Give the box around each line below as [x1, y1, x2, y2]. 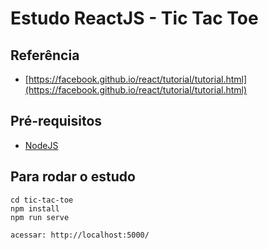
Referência [10, 47, 80, 64]
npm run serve [10, 212, 70, 222]
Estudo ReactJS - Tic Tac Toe [10, 7, 259, 30]
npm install [10, 203, 60, 214]
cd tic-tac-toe [10, 195, 74, 205]
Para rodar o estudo [10, 168, 136, 186]
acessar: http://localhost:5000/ [10, 230, 150, 240]
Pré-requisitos [10, 113, 103, 130]
